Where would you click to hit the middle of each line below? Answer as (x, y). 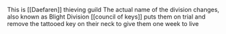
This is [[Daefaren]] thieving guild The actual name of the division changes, (113, 10)
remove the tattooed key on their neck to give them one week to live (103, 24)
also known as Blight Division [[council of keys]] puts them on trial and (106, 17)
